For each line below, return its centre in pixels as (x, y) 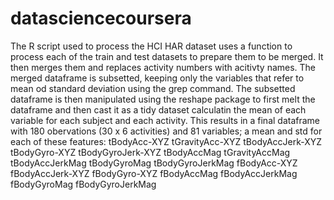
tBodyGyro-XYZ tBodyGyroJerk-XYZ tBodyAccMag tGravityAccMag (150, 152)
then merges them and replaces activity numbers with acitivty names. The (163, 67)
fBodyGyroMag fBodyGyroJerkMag (83, 184)
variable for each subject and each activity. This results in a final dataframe (165, 120)
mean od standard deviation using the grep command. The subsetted (153, 88)
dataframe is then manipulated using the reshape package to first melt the (163, 99)
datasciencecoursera (101, 18)
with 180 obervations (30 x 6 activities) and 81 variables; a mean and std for (166, 131)
